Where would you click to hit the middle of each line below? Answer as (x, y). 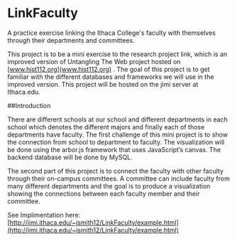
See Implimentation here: (44, 215)
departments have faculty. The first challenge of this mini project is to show (118, 134)
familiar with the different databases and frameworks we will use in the (111, 77)
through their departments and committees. (71, 40)
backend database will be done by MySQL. (70, 157)
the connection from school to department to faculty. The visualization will (116, 142)
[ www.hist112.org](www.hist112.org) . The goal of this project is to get (109, 69)
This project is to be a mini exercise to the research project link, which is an (117, 54)
